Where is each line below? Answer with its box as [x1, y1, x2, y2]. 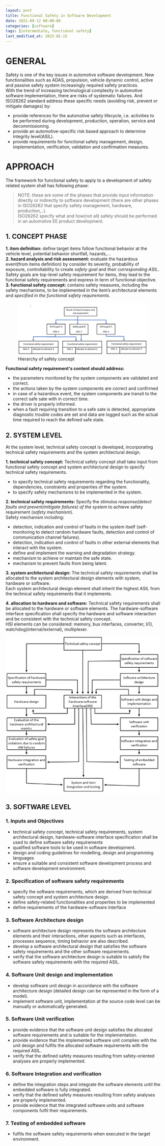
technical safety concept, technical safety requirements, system [12, 829, 143, 835]
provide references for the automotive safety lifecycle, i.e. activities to [12, 112, 154, 118]
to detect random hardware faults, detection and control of [35, 529, 155, 535]
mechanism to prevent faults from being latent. [12, 560, 108, 566]
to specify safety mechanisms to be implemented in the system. [12, 489, 142, 495]
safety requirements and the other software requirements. [12, 949, 130, 955]
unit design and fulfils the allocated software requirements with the [12, 1042, 148, 1048]
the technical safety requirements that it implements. [5, 591, 112, 597]
